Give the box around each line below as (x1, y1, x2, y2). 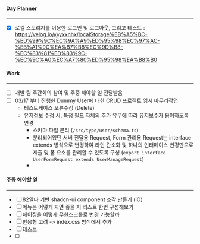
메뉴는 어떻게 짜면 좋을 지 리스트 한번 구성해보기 (22, 203, 134, 210)
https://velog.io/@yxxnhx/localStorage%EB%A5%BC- (14, 31, 148, 38)
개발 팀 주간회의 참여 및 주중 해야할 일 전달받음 (14, 89, 123, 96)
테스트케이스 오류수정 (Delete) (23, 104, 95, 111)
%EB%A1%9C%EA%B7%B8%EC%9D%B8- (14, 43, 123, 50)
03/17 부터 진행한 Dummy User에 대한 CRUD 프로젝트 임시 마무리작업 (14, 97, 179, 104)
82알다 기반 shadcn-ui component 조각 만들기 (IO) (22, 196, 143, 203)
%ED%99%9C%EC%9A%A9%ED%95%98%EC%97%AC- (14, 37, 160, 45)
